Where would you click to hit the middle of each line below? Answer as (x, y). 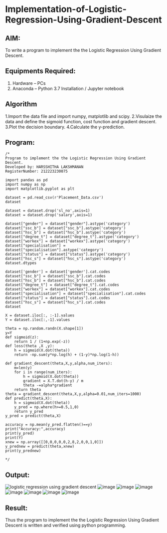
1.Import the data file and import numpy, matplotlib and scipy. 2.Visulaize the (83, 116)
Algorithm (21, 104)
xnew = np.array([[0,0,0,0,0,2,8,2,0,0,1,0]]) (54, 442)
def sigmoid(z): (22, 337)
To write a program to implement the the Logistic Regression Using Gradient (83, 50)
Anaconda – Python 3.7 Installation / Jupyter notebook (68, 88)
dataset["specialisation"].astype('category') (54, 250)
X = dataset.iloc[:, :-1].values (40, 315)
